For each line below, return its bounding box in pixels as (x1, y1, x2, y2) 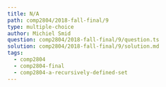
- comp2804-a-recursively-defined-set (13, 69, 129, 76)
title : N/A (7, 10, 40, 18)
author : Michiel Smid (7, 29, 71, 37)
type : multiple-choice (7, 23, 74, 30)
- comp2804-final (13, 62, 65, 69)
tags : (7, 50, 23, 57)
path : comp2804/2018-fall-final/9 (7, 17, 109, 24)
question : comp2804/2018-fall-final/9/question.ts (7, 36, 160, 43)
